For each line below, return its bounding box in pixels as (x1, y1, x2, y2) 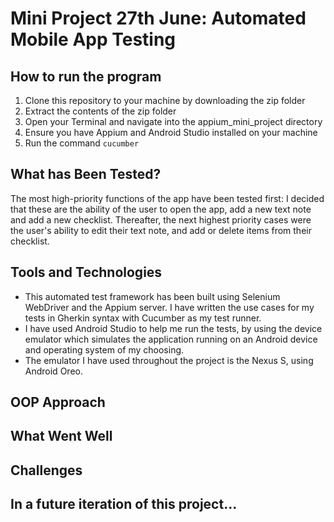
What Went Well (10, 428, 113, 445)
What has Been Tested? (10, 166, 162, 183)
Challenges (10, 462, 83, 479)
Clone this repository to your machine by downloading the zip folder (24, 95, 306, 106)
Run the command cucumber (24, 137, 140, 149)
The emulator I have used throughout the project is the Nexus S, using (24, 354, 314, 366)
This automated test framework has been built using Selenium (24, 290, 281, 302)
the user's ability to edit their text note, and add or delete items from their (10, 224, 312, 236)
